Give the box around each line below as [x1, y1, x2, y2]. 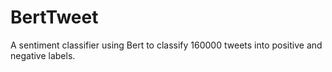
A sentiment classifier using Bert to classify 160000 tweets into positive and [10, 39, 323, 51]
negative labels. [10, 49, 76, 61]
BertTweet [10, 6, 99, 29]
